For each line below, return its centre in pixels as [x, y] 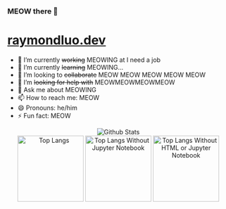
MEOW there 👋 [33, 11]
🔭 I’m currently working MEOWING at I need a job [89, 60]
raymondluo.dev [57, 40]
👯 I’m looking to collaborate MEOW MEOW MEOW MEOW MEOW [112, 75]
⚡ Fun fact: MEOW [44, 115]
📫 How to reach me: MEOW [58, 97]
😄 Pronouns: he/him [47, 108]
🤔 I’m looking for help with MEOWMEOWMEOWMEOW [96, 82]
